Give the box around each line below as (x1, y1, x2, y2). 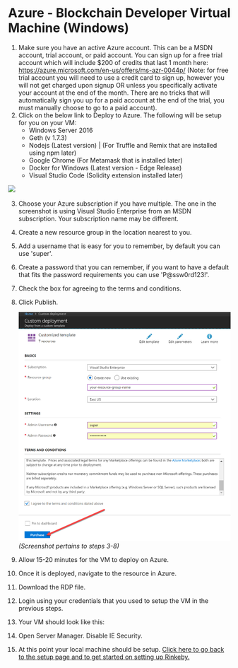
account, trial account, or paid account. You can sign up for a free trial (18, 51, 223, 59)
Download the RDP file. (18, 583, 86, 592)
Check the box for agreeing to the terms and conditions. (18, 284, 182, 293)
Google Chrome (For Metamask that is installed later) (28, 156, 183, 164)
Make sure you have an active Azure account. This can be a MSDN (18, 43, 213, 52)
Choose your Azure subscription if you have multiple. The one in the (18, 199, 217, 208)
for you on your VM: (18, 118, 77, 127)
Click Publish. (18, 298, 59, 306)
